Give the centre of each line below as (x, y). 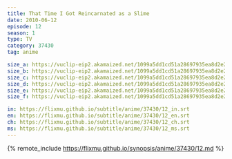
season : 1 (21, 33)
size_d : (18, 84)
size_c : (18, 77)
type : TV (20, 39)
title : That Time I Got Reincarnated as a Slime (78, 13)
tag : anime (23, 53)
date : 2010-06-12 (32, 20)
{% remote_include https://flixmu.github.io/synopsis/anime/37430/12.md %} (116, 148)
